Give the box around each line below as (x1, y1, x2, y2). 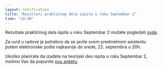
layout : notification (5, 7, 49, 12)
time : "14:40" (5, 16, 34, 21)
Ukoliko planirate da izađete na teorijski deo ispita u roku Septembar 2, (5, 53, 148, 59)
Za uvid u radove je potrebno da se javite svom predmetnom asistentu (5, 39, 146, 45)
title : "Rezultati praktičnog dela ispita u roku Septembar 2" (5, 12, 137, 17)
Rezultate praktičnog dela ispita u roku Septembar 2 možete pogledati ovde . (5, 30, 159, 35)
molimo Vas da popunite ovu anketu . (5, 59, 79, 65)
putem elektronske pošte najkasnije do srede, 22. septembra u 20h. (5, 44, 141, 50)
